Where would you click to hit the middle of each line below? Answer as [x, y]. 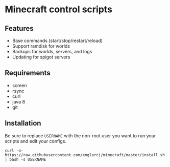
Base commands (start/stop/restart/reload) [57, 40]
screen [19, 85]
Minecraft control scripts [59, 9]
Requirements [28, 73]
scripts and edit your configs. [36, 141]
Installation [23, 123]
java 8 [19, 101]
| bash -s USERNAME [26, 159]
